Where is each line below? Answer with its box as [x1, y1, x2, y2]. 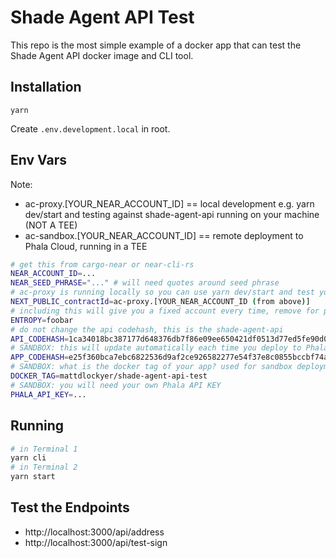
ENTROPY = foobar [10, 315, 74, 325]
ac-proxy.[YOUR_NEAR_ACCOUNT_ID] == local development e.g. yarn [24, 197, 315, 210]
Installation [10, 79, 82, 96]
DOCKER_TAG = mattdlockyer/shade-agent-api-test [10, 371, 208, 381]
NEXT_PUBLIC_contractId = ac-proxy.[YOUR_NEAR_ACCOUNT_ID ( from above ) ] [10, 297, 311, 307]
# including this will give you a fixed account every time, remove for [10, 306, 320, 316]
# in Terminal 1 [10, 444, 78, 454]
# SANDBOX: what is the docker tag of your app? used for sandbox [10, 362, 293, 372]
